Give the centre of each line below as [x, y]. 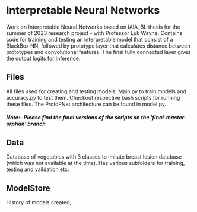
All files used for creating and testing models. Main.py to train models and [96, 91]
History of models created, [39, 202]
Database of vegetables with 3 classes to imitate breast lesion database [94, 157]
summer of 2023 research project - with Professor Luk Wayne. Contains [94, 33]
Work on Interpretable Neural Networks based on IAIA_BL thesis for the [93, 27]
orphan [15, 124]
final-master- [169, 118]
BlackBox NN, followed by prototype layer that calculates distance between [98, 46]
